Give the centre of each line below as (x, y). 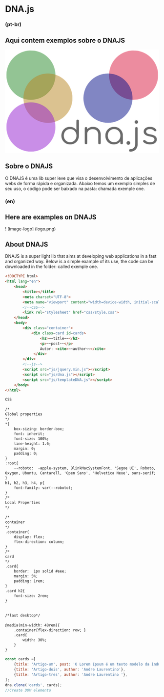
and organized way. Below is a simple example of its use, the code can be (79, 262)
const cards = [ (20, 659)
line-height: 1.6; (32, 444)
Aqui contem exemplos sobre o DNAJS (65, 40)
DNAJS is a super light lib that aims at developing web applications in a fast (81, 256)
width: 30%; (35, 640)
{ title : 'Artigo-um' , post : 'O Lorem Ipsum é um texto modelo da (82, 664)
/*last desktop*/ (23, 616)
